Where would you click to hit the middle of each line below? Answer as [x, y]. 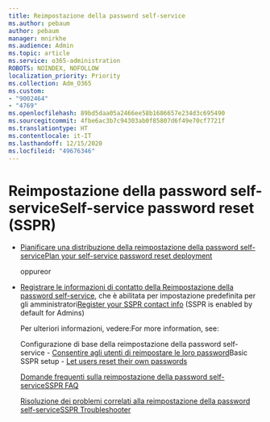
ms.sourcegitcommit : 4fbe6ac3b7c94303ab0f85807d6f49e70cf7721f [117, 121]
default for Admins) [52, 313]
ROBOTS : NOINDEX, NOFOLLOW [54, 69]
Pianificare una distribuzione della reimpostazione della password [129, 248]
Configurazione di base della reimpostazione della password [120, 345]
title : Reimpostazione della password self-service [97, 16]
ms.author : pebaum [39, 23]
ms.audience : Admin [41, 46]
